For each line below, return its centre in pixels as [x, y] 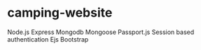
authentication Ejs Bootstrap [48, 39]
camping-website [60, 13]
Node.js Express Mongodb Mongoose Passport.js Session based [101, 32]
